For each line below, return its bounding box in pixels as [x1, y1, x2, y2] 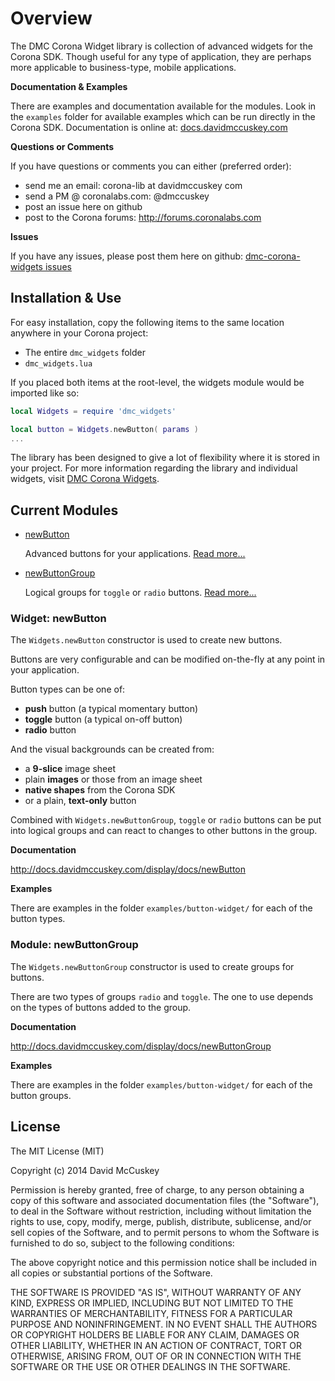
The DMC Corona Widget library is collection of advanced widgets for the [10, 40, 313, 52]
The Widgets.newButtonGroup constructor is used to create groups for [10, 960, 295, 972]
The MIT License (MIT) [10, 1145, 105, 1157]
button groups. [10, 1089, 72, 1101]
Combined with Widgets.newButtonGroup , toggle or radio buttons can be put [10, 814, 322, 826]
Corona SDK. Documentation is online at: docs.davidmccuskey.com [10, 121, 288, 133]
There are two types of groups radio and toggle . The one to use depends [10, 990, 314, 1002]
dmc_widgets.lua [24, 358, 93, 369]
